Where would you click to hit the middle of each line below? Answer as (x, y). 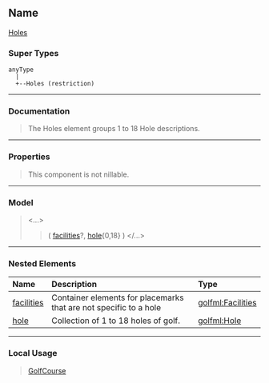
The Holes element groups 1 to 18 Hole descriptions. (114, 129)
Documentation (39, 111)
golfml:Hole (219, 321)
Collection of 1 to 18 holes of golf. (116, 321)
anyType (21, 70)
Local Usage (33, 353)
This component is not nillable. (78, 174)
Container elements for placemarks (118, 297)
